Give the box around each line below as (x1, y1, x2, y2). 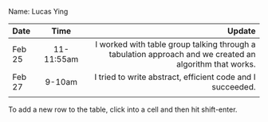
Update (227, 25, 256, 36)
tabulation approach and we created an (108, 49, 256, 59)
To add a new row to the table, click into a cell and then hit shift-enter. (8, 105, 238, 114)
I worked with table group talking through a (95, 39, 256, 50)
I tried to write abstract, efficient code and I (94, 71, 256, 82)
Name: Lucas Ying (8, 7, 69, 16)
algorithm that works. (176, 59, 256, 70)
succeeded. (211, 82, 256, 92)
